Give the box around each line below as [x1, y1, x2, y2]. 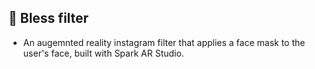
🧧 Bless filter [8, 10, 90, 27]
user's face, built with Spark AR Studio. [22, 47, 185, 59]
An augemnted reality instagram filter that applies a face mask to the [22, 36, 306, 48]
